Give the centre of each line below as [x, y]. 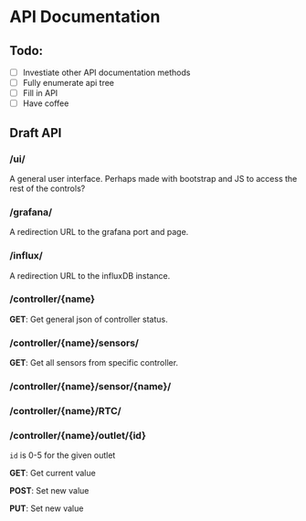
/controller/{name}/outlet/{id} [78, 435]
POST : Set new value [49, 491]
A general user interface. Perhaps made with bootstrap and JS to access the [153, 178]
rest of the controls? [47, 188]
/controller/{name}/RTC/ [65, 410]
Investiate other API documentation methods [106, 72]
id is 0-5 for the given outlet [63, 455]
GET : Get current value [53, 473]
